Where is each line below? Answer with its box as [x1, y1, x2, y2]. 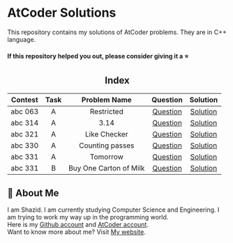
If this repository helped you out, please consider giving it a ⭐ [7, 52, 189, 60]
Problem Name [81, 95, 133, 105]
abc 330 [10, 141, 39, 150]
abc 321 [10, 130, 39, 139]
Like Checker [84, 130, 128, 139]
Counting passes [79, 141, 135, 150]
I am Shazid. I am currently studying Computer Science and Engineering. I [7, 205, 220, 214]
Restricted [89, 107, 123, 116]
